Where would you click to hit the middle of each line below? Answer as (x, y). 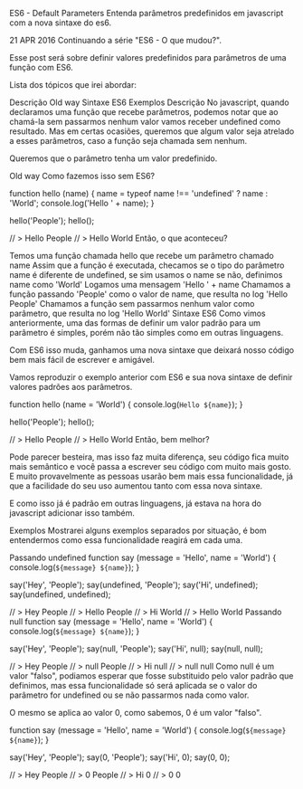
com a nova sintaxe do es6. (61, 23)
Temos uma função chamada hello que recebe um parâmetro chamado (142, 256)
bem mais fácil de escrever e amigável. (82, 360)
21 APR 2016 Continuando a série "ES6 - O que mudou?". (115, 40)
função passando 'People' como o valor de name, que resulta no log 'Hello (149, 294)
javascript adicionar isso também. (72, 513)
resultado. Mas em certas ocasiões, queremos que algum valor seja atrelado (152, 131)
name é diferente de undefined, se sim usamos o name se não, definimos (146, 275)
